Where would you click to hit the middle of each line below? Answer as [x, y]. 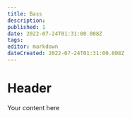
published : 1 [26, 27]
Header [29, 88]
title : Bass [25, 14]
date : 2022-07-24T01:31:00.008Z [55, 34]
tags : [15, 40]
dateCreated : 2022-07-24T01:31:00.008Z [66, 54]
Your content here [34, 107]
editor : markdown [33, 47]
